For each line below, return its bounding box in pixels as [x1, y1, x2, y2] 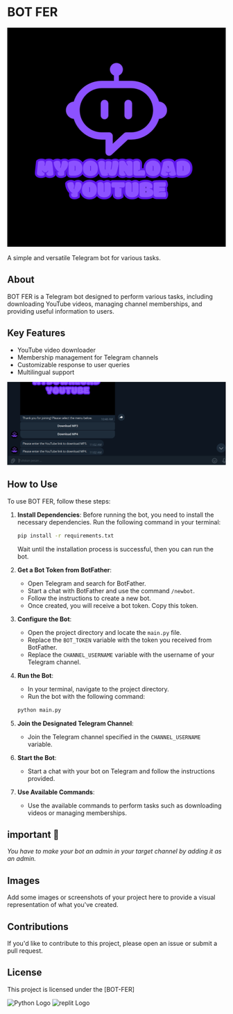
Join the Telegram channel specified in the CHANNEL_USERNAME [27, 732, 201, 741]
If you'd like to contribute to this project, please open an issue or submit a [7, 940, 218, 948]
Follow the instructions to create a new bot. [27, 594, 151, 602]
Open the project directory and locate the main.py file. [27, 628, 182, 636]
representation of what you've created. [7, 901, 119, 909]
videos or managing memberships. [27, 808, 127, 817]
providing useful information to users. [7, 307, 114, 315]
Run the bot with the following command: [27, 692, 146, 700]
